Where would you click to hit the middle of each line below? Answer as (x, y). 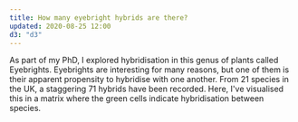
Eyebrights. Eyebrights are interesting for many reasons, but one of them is (149, 70)
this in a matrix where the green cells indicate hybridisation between (137, 99)
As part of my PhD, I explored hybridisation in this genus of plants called (144, 61)
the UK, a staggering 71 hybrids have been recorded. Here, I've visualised (146, 89)
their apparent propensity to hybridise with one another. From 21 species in (149, 80)
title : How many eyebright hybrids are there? (99, 18)
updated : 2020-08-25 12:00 (60, 26)
